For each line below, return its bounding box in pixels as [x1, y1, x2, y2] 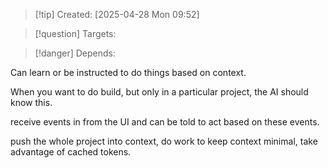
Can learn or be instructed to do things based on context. [10, 67, 247, 78]
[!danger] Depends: [34, 47, 116, 59]
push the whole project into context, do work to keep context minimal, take [10, 135, 318, 147]
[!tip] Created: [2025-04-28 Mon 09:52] [34, 9, 200, 20]
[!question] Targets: [34, 28, 117, 39]
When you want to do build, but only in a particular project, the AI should [10, 86, 309, 98]
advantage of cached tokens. [10, 146, 132, 158]
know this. [10, 97, 53, 108]
